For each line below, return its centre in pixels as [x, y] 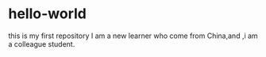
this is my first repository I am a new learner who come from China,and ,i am [133, 36]
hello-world [48, 14]
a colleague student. [42, 44]
